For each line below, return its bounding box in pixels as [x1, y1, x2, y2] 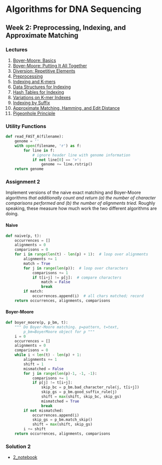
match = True [23, 261, 51, 266]
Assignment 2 [5, 178, 40, 185]
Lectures [5, 46, 28, 53]
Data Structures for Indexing [12, 84, 71, 90]
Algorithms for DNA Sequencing [5, 3, 142, 15]
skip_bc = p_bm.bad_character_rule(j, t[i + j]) [41, 385, 140, 390]
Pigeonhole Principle [12, 110, 56, 116]
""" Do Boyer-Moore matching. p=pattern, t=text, [14, 324, 120, 329]
